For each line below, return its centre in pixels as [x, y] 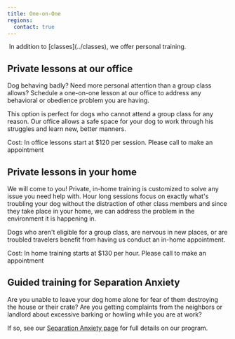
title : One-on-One [34, 14]
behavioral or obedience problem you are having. [78, 101]
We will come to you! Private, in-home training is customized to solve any [113, 189]
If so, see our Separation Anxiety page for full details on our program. [108, 328]
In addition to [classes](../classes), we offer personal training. [98, 47]
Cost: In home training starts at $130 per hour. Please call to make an [107, 253]
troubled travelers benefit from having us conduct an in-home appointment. [116, 240]
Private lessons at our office [70, 68]
